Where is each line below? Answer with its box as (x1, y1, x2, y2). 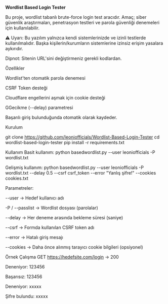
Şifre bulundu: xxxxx (5, 293, 48, 299)
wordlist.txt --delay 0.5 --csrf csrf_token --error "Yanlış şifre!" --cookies (5, 170, 156, 176)
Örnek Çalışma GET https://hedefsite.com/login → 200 (5, 254, 119, 260)
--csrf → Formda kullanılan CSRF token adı (5, 224, 95, 230)
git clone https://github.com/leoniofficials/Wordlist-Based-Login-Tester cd (5, 134, 160, 140)
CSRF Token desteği (5, 85, 48, 91)
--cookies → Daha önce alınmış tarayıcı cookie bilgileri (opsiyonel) (5, 244, 143, 250)
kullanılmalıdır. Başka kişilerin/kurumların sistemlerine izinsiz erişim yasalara (5, 40, 163, 46)
